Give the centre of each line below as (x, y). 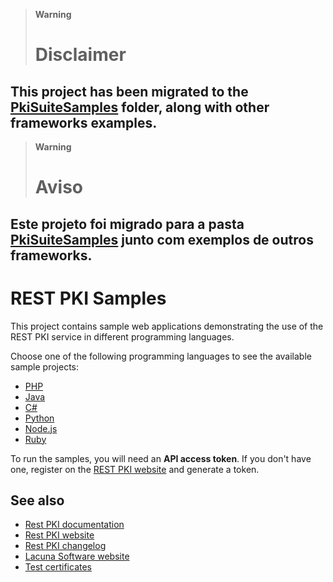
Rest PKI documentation (74, 525)
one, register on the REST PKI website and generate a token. (135, 469)
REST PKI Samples (88, 298)
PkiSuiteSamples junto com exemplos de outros (162, 239)
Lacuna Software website (77, 556)
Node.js (41, 428)
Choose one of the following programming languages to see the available (161, 356)
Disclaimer (80, 55)
